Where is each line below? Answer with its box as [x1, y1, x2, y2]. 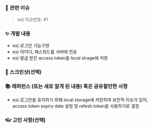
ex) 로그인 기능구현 [12, 42, 50, 48]
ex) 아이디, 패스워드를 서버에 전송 [12, 49, 77, 55]
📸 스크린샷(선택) [5, 68, 42, 75]
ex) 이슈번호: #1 [17, 16, 49, 23]
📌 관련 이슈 [5, 4, 30, 11]
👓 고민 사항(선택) [5, 117, 46, 124]
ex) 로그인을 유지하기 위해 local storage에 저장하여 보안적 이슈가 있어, [12, 97, 149, 103]
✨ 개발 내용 [5, 30, 31, 37]
